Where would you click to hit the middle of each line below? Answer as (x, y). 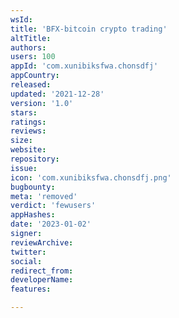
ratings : (28, 122)
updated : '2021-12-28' (57, 94)
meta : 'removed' (44, 196)
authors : (28, 47)
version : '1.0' (42, 103)
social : (26, 261)
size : (21, 141)
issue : (24, 168)
